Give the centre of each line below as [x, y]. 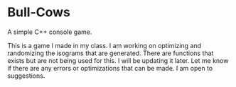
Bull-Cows [39, 12]
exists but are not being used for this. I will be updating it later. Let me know [118, 60]
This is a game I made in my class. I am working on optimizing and [104, 45]
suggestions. [26, 76]
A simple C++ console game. [50, 32]
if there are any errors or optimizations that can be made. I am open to [110, 68]
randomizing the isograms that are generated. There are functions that [111, 53]
